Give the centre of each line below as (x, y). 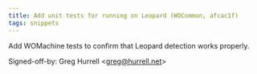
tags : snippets (34, 23)
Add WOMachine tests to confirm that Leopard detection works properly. (129, 45)
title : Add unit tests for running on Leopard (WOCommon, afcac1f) (124, 16)
